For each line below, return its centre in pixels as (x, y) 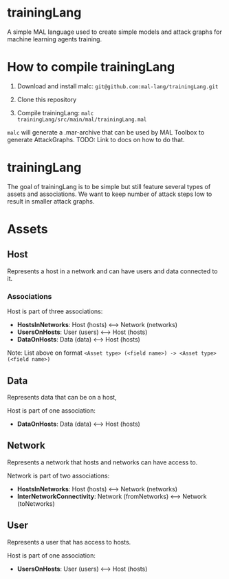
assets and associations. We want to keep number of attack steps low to (110, 194)
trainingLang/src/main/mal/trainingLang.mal (82, 119)
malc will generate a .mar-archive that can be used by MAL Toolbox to (106, 132)
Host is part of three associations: (55, 311)
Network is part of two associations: (58, 475)
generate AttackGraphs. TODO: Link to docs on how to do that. (96, 139)
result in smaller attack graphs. (51, 201)
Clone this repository (47, 99)
